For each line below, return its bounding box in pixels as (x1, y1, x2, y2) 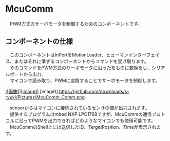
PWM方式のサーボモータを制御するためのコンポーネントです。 (9, 21, 142, 27)
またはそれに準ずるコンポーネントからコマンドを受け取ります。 (14, 58, 149, 64)
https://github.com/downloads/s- (59, 88, 129, 94)
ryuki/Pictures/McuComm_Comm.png (5, 94, 85, 100)
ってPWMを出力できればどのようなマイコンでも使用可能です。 (23, 117, 156, 124)
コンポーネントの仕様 (5, 37, 73, 46)
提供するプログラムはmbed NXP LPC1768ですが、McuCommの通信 (9, 111, 152, 117)
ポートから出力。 (9, 71, 46, 77)
